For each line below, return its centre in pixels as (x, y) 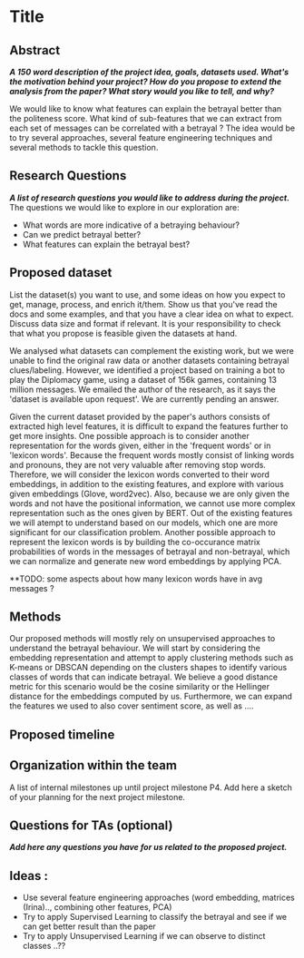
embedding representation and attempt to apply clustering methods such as (152, 658)
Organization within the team (93, 765)
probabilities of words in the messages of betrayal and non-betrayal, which (150, 552)
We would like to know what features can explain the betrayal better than (146, 109)
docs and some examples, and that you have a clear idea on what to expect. (152, 314)
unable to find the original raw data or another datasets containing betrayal (149, 360)
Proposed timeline (62, 734)
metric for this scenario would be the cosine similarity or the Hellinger (140, 687)
